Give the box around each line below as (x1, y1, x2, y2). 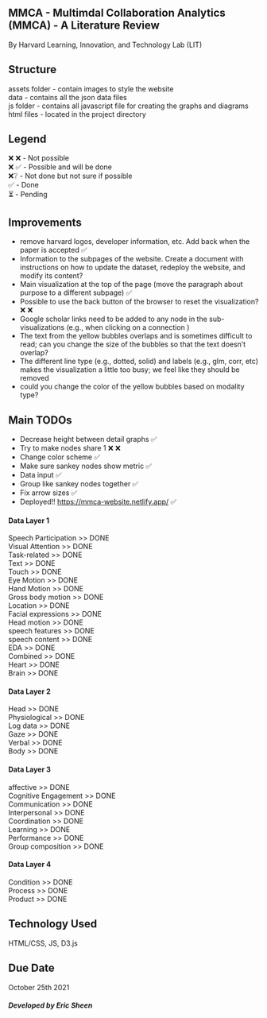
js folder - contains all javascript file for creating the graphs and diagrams (8, 101, 249, 110)
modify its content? (19, 271, 83, 281)
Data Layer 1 (8, 516, 50, 525)
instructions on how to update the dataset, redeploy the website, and (19, 262, 246, 273)
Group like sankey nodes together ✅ (19, 479, 139, 489)
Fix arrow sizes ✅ (19, 488, 78, 497)
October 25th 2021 (8, 982, 70, 992)
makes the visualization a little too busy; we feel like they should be (19, 365, 240, 374)
